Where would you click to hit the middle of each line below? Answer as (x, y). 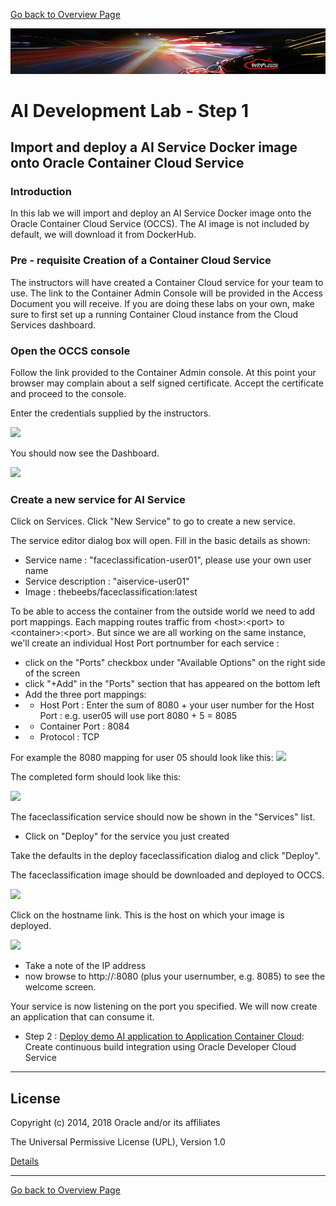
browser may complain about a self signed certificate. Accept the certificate (167, 383)
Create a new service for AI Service (98, 499)
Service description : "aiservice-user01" (107, 581)
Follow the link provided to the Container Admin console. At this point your (163, 373)
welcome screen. (60, 987)
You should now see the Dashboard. (85, 453)
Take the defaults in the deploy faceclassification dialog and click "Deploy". (165, 856)
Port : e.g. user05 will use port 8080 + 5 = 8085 (138, 716)
